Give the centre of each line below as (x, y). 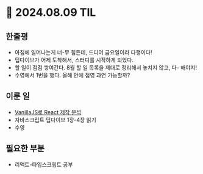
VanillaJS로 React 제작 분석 (48, 112)
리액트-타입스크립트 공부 (44, 164)
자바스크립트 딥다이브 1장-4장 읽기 (55, 120)
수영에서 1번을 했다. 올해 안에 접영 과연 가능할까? (72, 75)
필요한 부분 (25, 149)
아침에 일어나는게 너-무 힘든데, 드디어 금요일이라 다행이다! (83, 52)
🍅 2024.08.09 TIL (51, 13)
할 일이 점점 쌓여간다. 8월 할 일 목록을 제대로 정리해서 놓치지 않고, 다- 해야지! (106, 67)
